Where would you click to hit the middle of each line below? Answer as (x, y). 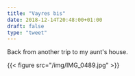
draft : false (26, 26)
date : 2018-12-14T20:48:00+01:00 (55, 20)
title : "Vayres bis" (37, 13)
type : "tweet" (27, 33)
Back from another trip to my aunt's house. (67, 52)
